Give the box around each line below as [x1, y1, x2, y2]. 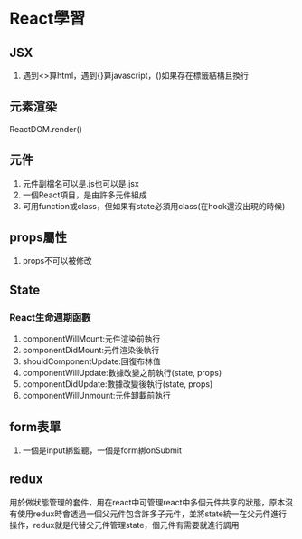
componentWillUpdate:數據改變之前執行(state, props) [22, 368, 222, 379]
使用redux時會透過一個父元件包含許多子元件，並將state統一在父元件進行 [16, 508, 288, 519]
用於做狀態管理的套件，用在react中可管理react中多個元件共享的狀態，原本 [9, 496, 286, 507]
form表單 [9, 419, 61, 435]
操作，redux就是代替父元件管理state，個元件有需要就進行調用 [9, 519, 240, 530]
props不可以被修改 [22, 255, 92, 266]
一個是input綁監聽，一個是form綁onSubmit [22, 445, 183, 456]
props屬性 [9, 230, 68, 245]
